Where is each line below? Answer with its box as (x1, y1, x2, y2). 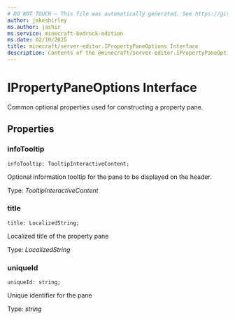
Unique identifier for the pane (7, 291, 92, 300)
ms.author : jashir (7, 23, 61, 30)
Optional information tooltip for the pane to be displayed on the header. (7, 173, 212, 181)
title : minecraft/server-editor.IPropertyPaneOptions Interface (7, 43, 199, 50)
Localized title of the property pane (7, 232, 109, 240)
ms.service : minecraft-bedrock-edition (7, 29, 124, 37)
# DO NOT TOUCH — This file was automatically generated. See (7, 10, 192, 18)
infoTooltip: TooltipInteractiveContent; (7, 160, 130, 167)
